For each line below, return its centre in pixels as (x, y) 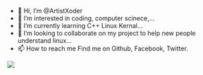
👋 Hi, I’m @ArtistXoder (50, 11)
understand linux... (45, 41)
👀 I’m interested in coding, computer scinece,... (86, 18)
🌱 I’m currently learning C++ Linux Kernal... (80, 26)
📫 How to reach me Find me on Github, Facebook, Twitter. (103, 48)
